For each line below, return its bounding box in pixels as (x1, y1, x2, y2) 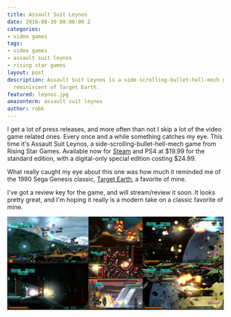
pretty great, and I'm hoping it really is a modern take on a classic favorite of (7, 196, 223, 204)
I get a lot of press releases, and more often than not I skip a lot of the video (7, 125, 222, 133)
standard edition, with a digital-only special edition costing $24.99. (7, 155, 197, 162)
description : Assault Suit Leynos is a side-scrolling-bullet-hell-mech (7, 76, 220, 83)
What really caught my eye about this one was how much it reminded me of (7, 168, 221, 175)
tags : (7, 40, 23, 47)
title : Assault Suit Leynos (7, 11, 88, 18)
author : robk (7, 105, 45, 113)
